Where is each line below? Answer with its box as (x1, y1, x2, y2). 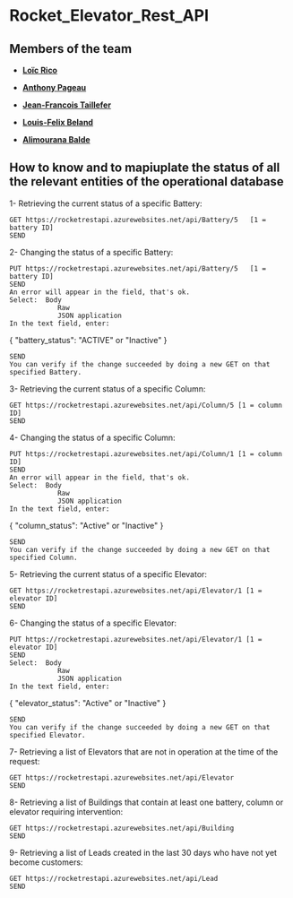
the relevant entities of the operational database (9, 174, 284, 189)
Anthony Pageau (22, 82, 87, 92)
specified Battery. (9, 367, 82, 376)
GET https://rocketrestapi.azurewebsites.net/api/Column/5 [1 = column (9, 401, 282, 410)
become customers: (9, 857, 83, 868)
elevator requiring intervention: (9, 806, 124, 816)
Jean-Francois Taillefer (22, 99, 112, 110)
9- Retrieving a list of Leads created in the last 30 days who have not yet (9, 847, 278, 858)
